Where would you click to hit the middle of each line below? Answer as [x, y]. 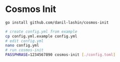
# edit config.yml [24, 41]
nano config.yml [22, 45]
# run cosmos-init [24, 50]
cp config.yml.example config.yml [41, 36]
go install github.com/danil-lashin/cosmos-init [57, 22]
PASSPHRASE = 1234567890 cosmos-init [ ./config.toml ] [60, 55]
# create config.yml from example [41, 31]
